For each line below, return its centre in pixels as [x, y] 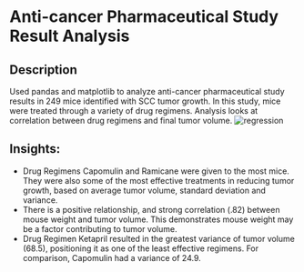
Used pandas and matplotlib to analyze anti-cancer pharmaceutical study [147, 91]
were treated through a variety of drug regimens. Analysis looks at [134, 111]
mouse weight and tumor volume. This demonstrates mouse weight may [158, 219]
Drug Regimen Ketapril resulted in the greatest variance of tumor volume [159, 238]
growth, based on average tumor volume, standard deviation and [144, 190]
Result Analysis [70, 36]
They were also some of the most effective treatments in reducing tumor [158, 180]
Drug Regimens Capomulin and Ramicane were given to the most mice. [156, 171]
